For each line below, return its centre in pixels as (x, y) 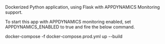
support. (14, 12)
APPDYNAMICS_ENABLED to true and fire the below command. (70, 27)
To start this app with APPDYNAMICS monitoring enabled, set (68, 22)
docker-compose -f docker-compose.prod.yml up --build (64, 36)
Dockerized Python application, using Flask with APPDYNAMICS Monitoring (82, 7)
